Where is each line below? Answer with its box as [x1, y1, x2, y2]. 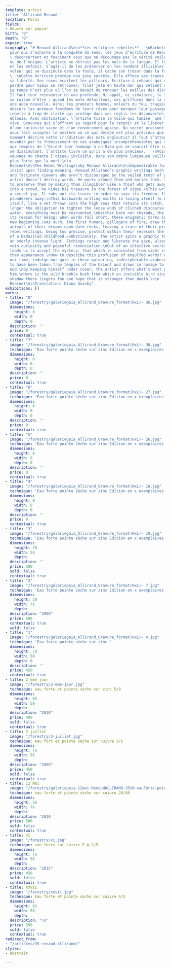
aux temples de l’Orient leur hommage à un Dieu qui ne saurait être [10, 144, 159, 150]
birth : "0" [5, 31, 28, 36]
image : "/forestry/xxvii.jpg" [10, 889, 73, 894]
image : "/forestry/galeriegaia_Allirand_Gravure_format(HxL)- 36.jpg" [10, 300, 162, 305]
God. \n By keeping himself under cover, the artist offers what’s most [10, 267, 162, 272]
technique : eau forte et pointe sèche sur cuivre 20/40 [10, 790, 130, 796]
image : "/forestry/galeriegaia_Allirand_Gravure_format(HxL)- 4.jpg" [10, 635, 159, 640]
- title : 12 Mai [5, 781, 39, 786]
